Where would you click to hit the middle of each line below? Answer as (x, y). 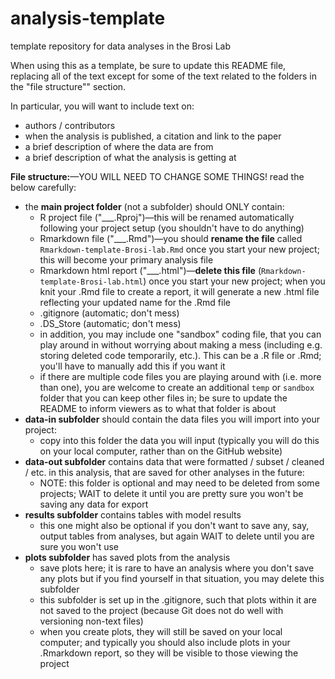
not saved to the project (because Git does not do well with (161, 610)
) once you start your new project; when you (234, 281)
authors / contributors (70, 125)
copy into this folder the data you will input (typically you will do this (179, 440)
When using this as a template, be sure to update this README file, (148, 65)
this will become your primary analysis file (126, 259)
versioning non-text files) (91, 621)
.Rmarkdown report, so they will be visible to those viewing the (169, 653)
